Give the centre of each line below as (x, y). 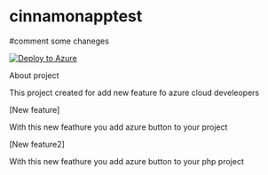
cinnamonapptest (76, 16)
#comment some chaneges (59, 41)
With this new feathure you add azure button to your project (118, 127)
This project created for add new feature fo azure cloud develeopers (134, 92)
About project (34, 75)
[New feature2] (37, 144)
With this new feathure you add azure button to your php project (126, 161)
